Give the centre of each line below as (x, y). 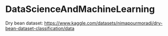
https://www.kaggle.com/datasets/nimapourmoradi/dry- (103, 23)
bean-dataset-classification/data (40, 28)
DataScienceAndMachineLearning (80, 9)
